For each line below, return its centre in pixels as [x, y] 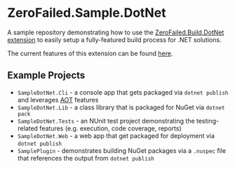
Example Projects [46, 75]
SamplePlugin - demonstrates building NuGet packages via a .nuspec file [122, 150]
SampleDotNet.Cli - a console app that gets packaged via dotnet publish [123, 92]
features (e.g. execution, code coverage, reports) [110, 128]
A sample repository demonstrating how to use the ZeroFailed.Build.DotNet [116, 32]
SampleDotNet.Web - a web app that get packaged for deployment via [116, 135]
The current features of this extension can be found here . [90, 53]
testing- [208, 121]
